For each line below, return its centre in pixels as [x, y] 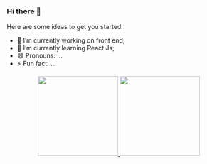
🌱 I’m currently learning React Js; [65, 48]
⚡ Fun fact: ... [36, 64]
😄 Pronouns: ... [40, 55]
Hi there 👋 [24, 11]
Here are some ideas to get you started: [65, 27]
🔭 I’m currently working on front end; [71, 40]
